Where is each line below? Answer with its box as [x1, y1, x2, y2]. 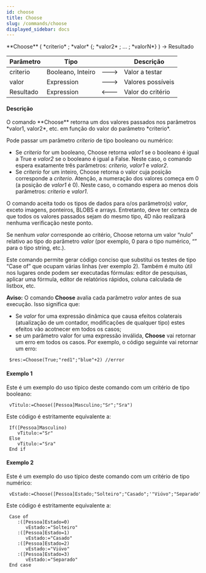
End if [9, 446, 26, 452]
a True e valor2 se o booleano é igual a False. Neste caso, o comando [15, 155, 192, 163]
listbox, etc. [6, 282, 36, 290]
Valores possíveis [123, 78, 175, 87]
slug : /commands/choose [6, 20, 67, 26]
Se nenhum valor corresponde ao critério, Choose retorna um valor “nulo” [6, 231, 193, 239]
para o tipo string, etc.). [6, 244, 66, 252]
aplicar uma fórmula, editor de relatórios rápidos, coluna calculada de [6, 275, 182, 283]
